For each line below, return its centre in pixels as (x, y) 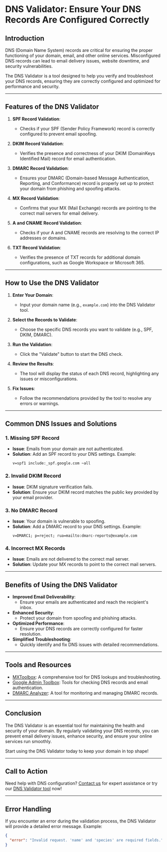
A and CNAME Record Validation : (47, 223)
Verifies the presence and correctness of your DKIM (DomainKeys (87, 153)
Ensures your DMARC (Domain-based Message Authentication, (84, 178)
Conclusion (23, 713)
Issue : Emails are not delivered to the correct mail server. (71, 559)
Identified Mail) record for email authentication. (68, 158)
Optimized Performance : (38, 624)
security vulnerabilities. (29, 66)
